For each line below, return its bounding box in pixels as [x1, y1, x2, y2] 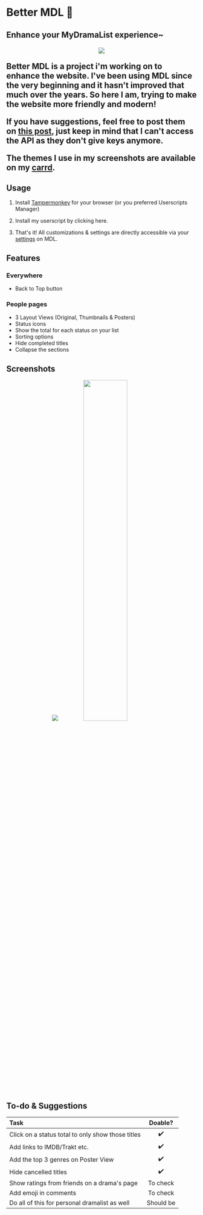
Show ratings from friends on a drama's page [9, 1179, 138, 1187]
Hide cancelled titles [9, 1168, 68, 1176]
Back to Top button [14, 285, 63, 292]
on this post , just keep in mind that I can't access [6, 126, 194, 136]
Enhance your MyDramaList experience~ [6, 30, 164, 40]
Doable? [149, 1119, 173, 1127]
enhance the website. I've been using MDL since [6, 70, 192, 81]
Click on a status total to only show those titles [9, 1130, 141, 1139]
